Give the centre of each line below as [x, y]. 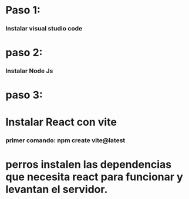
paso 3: [24, 95]
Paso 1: [23, 10]
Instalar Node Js [29, 71]
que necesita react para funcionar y [94, 177]
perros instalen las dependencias [88, 164]
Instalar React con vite [61, 122]
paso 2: [24, 53]
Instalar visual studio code [44, 29]
